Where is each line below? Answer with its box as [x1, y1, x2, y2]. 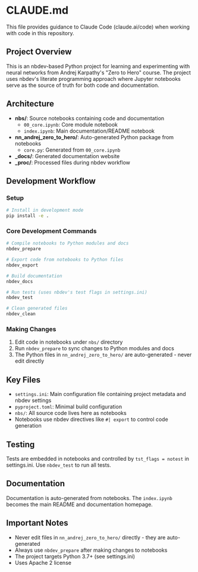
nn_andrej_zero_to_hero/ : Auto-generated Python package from [14, 133, 174, 140]
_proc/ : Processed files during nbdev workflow [14, 159, 131, 166]
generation [14, 422, 42, 429]
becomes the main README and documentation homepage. [6, 501, 153, 508]
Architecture [6, 99, 55, 109]
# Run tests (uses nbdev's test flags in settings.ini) [6, 289, 147, 295]
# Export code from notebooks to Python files [6, 257, 124, 263]
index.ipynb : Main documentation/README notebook [23, 127, 155, 134]
